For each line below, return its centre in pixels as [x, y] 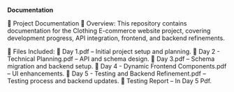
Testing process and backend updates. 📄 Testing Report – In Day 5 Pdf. [109, 81]
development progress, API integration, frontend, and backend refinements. [116, 38]
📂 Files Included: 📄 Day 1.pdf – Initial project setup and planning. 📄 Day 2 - [114, 52]
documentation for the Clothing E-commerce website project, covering [109, 31]
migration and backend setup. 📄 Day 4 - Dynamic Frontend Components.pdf [117, 66]
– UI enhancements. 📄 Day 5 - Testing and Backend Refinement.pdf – [107, 73]
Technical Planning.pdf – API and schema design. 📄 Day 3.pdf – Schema [111, 59]
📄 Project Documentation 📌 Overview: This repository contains [97, 23]
